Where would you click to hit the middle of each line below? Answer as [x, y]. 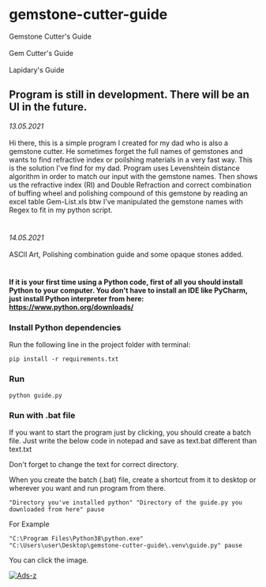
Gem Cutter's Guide [41, 53]
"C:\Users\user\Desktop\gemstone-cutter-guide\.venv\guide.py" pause [126, 546]
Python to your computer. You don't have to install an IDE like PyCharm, [128, 290]
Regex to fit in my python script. [61, 210]
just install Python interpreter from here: [77, 299]
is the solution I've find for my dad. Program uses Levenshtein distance [124, 168]
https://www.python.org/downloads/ [71, 307]
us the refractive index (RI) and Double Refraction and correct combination [130, 185]
